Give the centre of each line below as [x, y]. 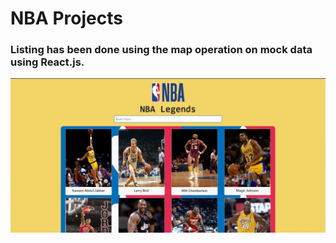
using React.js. [47, 62]
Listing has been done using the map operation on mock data [161, 50]
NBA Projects [66, 18]
